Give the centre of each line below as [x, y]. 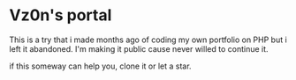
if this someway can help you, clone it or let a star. [100, 66]
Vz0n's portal [61, 15]
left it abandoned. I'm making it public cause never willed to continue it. [139, 48]
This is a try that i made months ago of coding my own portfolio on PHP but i [148, 40]
